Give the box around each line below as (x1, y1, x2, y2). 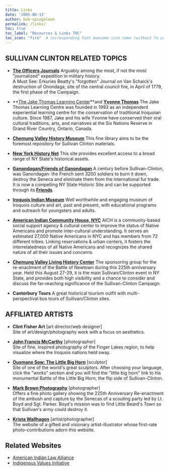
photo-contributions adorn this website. (12, 427, 95, 433)
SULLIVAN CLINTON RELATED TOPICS (5, 54, 127, 63)
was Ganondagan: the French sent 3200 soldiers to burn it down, (12, 171, 148, 177)
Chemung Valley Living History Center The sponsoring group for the (12, 259, 157, 265)
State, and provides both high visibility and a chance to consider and (12, 275, 155, 281)
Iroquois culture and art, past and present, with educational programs (12, 202, 157, 208)
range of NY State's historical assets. (12, 156, 90, 162)
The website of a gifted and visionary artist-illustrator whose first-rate (12, 421, 157, 427)
